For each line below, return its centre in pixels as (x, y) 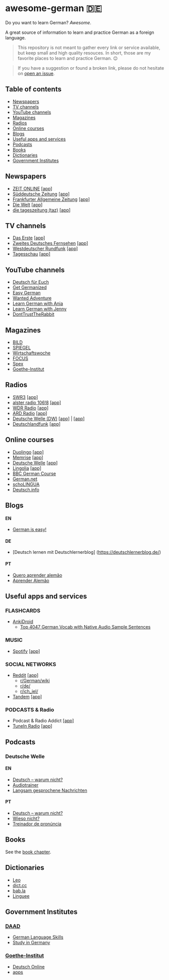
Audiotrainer (25, 785)
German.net (25, 479)
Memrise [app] (28, 457)
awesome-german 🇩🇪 (53, 8)
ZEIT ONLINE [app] (32, 188)
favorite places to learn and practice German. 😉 (68, 58)
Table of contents (33, 89)
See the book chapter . (28, 852)
